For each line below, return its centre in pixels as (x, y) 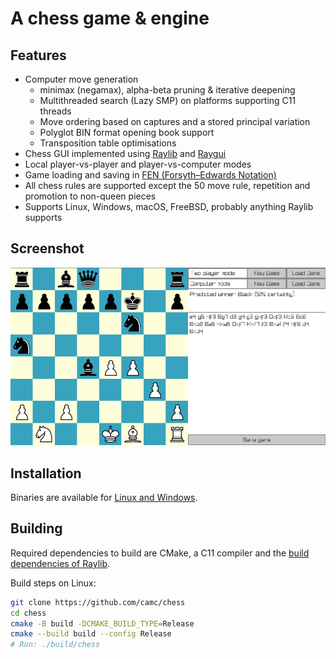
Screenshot (47, 248)
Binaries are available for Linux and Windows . (104, 497)
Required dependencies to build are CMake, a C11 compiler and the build (160, 553)
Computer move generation (81, 79)
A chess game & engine (110, 18)
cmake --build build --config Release (91, 634)
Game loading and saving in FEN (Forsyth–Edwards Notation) (150, 175)
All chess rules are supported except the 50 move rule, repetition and (167, 185)
